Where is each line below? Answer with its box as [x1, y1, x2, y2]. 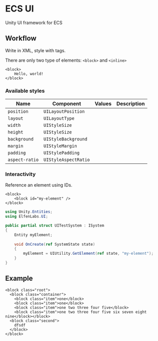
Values [94, 100, 112, 107]
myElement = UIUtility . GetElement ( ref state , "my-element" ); [23, 251, 154, 256]
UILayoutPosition [43, 109, 85, 114]
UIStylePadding [43, 150, 80, 156]
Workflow [5, 34, 37, 43]
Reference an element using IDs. [5, 182, 73, 188]
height [8, 129, 24, 135]
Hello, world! [14, 71, 44, 76]
